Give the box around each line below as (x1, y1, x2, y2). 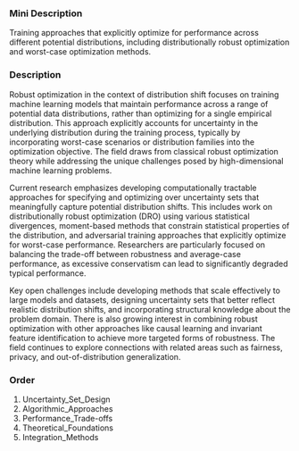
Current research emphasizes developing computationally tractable (9, 182, 257, 193)
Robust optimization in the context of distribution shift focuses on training (9, 88, 279, 100)
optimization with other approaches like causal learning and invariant (9, 322, 263, 333)
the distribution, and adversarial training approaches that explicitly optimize (9, 230, 287, 240)
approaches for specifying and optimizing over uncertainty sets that (9, 191, 260, 203)
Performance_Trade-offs (21, 413, 113, 423)
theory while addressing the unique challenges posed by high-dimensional (9, 155, 284, 166)
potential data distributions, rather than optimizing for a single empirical (9, 108, 272, 119)
